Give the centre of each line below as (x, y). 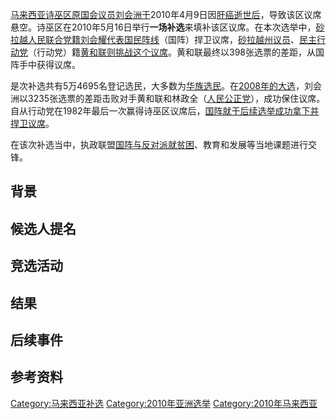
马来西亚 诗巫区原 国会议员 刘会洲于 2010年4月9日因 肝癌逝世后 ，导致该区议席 (166, 14)
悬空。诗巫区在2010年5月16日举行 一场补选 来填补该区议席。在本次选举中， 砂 (167, 27)
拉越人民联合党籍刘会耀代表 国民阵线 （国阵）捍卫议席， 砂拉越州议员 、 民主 (163, 39)
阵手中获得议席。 (45, 64)
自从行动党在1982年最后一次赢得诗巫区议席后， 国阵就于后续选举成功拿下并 (165, 111)
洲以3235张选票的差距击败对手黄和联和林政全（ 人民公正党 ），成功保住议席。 (168, 98)
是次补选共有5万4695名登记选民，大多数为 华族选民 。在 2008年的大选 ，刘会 (166, 86)
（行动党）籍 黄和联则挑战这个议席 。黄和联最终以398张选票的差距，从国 (176, 52)
